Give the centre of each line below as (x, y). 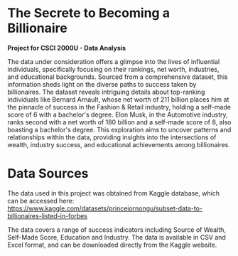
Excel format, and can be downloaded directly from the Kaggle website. (112, 245)
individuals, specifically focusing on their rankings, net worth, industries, (113, 69)
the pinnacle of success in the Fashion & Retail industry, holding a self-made (119, 107)
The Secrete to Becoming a (89, 13)
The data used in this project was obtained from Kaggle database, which (114, 193)
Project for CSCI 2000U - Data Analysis (67, 48)
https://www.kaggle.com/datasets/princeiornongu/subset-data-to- (105, 208)
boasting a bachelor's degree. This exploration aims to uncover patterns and (119, 129)
